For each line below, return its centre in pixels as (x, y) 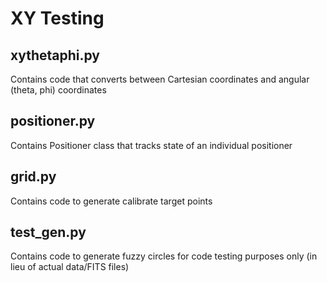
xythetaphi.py (55, 55)
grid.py (33, 177)
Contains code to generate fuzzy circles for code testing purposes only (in (164, 256)
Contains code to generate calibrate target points (111, 201)
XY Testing (57, 18)
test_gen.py (48, 232)
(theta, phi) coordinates (58, 90)
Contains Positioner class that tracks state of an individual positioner (151, 145)
